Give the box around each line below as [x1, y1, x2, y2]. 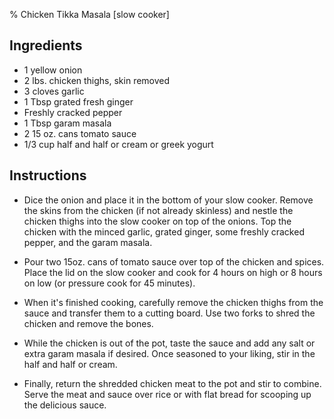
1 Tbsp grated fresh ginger [23, 95, 134, 108]
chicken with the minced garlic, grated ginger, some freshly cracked [23, 225, 305, 238]
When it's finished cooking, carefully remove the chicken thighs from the [23, 296, 324, 308]
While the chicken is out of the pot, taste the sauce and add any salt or [23, 337, 316, 349]
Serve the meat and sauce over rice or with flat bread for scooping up [23, 388, 312, 400]
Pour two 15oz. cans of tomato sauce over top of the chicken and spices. [23, 255, 325, 268]
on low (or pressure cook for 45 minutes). [23, 277, 196, 289]
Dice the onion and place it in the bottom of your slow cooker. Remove [23, 194, 314, 206]
